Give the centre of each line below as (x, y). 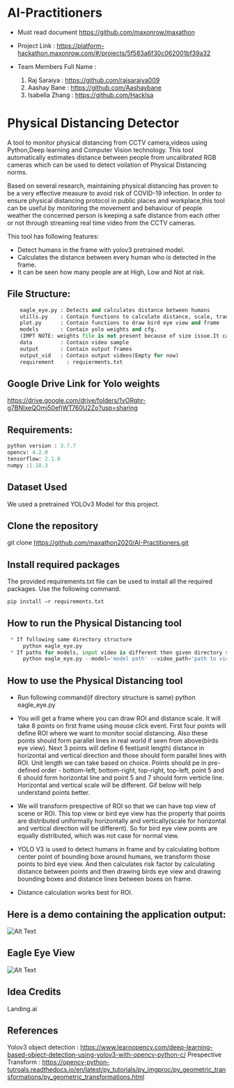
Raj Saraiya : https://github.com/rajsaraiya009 (94, 80)
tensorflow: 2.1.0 (34, 459)
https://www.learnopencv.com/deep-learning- (146, 1048)
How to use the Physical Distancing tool (95, 681)
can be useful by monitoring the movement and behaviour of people (105, 208)
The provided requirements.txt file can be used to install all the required (110, 581)
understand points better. (54, 793)
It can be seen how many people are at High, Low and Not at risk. (111, 272)
